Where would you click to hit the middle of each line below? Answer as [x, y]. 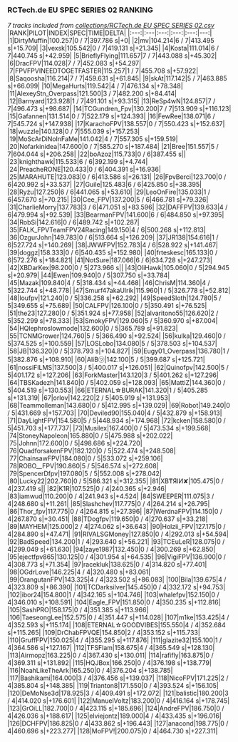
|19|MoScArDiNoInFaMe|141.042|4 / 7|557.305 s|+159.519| [93, 139]
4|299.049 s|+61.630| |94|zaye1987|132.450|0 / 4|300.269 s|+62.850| [112, 550]
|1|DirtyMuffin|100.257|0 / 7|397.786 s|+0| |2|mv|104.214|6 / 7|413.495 [111, 41]
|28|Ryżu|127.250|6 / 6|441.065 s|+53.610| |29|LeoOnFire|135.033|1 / [109, 192]
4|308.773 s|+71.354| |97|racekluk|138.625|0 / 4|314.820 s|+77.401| [107, 565]
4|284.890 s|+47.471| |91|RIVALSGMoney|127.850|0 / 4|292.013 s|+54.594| [118, 534]
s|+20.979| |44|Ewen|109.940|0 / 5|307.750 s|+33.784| [89, 275]
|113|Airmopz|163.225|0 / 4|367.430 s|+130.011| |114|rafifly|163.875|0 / [110, 655]
